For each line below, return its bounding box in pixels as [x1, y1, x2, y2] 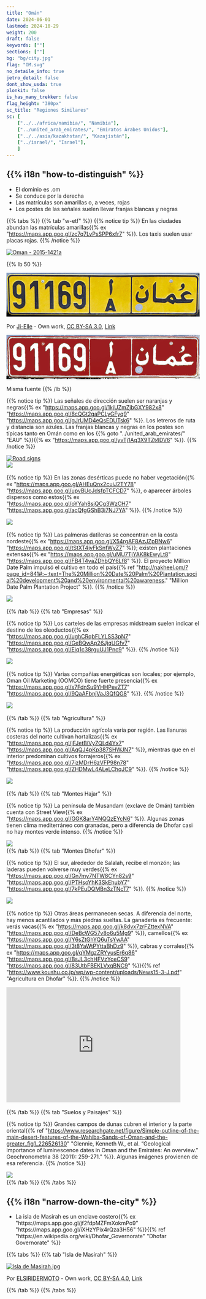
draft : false [6, 36, 40, 42]
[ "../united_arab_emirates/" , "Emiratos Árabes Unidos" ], [17, 126, 169, 133]
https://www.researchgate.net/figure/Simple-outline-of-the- [48, 1127, 199, 1134]
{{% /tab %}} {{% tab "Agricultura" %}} [6, 715, 106, 722]
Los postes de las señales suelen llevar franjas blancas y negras [15, 205, 178, 212]
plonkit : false [6, 88, 45, 94]
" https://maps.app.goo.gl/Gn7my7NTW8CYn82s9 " [6, 872, 134, 880]
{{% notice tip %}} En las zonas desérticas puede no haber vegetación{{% [6, 474, 195, 481]
